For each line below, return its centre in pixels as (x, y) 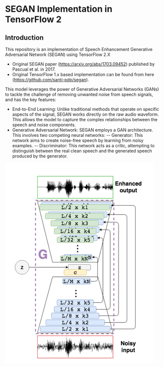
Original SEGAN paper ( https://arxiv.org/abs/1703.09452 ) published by (83, 64)
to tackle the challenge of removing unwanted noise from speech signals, (79, 94)
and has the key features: (31, 100)
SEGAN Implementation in (59, 9)
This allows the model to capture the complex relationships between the (85, 119)
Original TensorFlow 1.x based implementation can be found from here (83, 74)
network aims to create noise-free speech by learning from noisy (78, 140)
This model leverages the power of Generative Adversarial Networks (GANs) (82, 89)
